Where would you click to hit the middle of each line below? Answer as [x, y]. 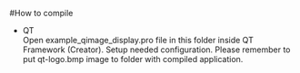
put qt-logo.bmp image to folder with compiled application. [133, 59]
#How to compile [41, 13]
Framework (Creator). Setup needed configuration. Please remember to [156, 50]
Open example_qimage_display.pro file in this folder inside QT [138, 40]
